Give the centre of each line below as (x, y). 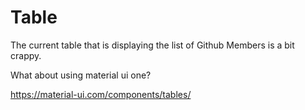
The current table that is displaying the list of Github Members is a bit (152, 45)
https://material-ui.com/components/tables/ (101, 94)
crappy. (26, 55)
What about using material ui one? (81, 75)
